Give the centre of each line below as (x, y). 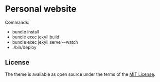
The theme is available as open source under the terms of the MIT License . (80, 74)
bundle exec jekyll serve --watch (45, 42)
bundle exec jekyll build (36, 37)
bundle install (26, 32)
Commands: (17, 22)
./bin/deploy (24, 47)
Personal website (41, 9)
